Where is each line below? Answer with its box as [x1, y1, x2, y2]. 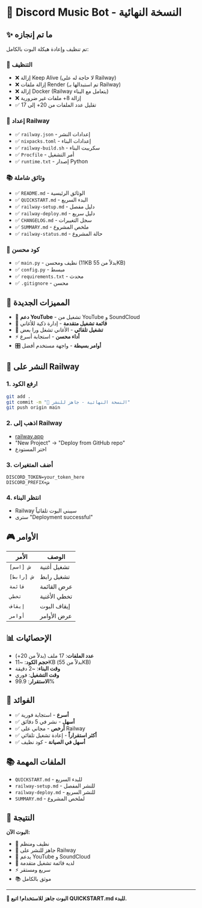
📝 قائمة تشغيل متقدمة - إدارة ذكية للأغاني [14, 320, 107, 327]
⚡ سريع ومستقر [14, 866, 51, 874]
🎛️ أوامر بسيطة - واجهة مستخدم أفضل [14, 342, 102, 349]
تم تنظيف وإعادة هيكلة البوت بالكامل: [6, 45, 89, 52]
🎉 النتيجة [6, 812, 35, 822]
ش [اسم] [9, 564, 31, 570]
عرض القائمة [40, 582, 73, 591]
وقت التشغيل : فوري [14, 671, 60, 678]
